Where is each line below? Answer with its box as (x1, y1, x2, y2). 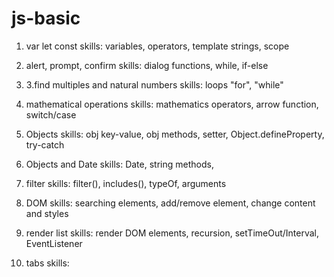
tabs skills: (25, 257, 70, 269)
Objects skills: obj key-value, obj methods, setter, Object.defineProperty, (25, 128, 325, 140)
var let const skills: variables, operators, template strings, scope (25, 40, 290, 52)
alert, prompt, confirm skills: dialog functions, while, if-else (25, 59, 269, 71)
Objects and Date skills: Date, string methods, (25, 158, 214, 170)
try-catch (25, 138, 65, 151)
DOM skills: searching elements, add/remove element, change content (25, 197, 316, 209)
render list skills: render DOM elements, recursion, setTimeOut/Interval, (25, 227, 320, 239)
